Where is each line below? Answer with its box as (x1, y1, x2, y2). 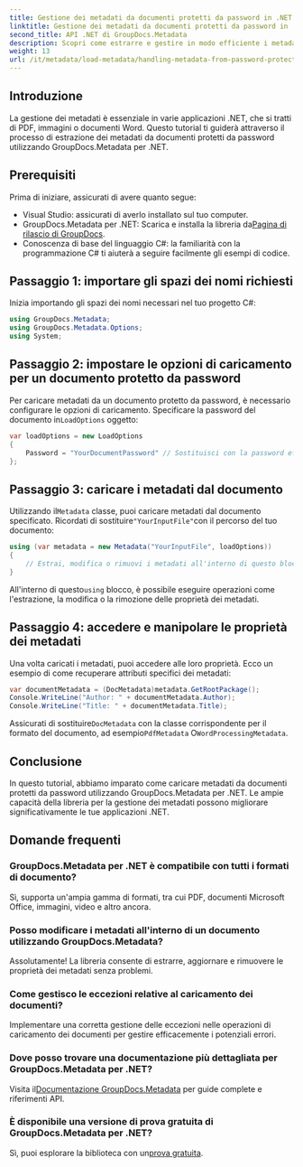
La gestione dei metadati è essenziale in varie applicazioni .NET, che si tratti (9, 112, 291, 123)
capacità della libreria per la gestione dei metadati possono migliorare (9, 797, 269, 808)
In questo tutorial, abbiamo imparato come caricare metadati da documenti (9, 778, 288, 789)
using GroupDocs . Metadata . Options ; (9, 323, 143, 332)
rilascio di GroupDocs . (22, 228, 106, 239)
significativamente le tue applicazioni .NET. (9, 806, 170, 817)
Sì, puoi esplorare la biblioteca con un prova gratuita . (9, 1147, 204, 1158)
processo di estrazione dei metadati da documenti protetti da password (9, 132, 275, 143)
